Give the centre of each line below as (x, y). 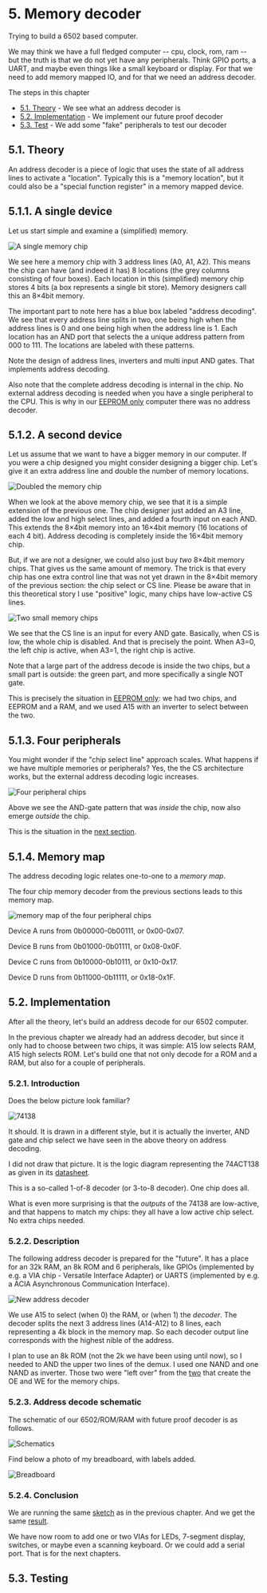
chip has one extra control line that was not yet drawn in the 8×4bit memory (133, 577)
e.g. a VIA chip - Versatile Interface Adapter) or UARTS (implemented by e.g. (134, 1276)
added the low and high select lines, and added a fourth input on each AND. (133, 519)
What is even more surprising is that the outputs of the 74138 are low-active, (134, 1204)
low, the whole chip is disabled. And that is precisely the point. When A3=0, (132, 642)
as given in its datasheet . (49, 1173)
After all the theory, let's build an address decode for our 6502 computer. (128, 1021)
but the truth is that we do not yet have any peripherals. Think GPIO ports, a (132, 60)
